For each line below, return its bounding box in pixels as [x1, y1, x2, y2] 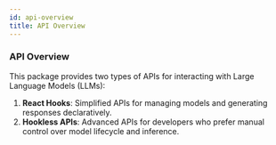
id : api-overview [9, 12, 74, 22]
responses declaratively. [21, 107, 113, 117]
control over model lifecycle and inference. [21, 125, 180, 136]
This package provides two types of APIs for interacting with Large [9, 70, 255, 81]
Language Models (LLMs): [9, 80, 106, 91]
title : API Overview [9, 21, 86, 30]
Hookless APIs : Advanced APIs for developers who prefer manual [21, 117, 265, 127]
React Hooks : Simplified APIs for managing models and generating [21, 97, 268, 108]
